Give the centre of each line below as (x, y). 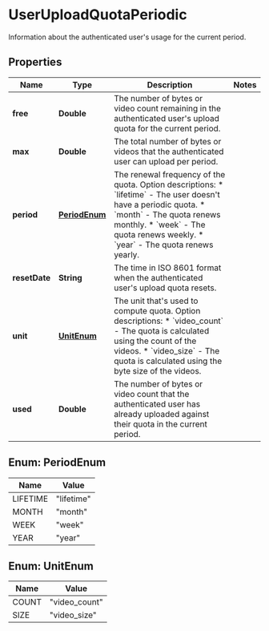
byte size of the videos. (157, 370)
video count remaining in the (167, 108)
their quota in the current (161, 424)
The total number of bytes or (167, 141)
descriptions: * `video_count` (169, 321)
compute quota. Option (157, 310)
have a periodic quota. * (159, 204)
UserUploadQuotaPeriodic (98, 15)
